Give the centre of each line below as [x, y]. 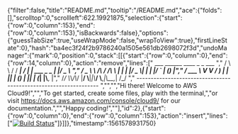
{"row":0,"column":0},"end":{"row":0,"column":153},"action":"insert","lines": [118, 116]
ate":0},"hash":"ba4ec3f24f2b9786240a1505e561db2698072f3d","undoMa [118, 48]
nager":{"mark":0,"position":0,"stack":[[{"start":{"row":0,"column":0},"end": [118, 55]
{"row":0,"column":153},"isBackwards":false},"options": [88, 33]
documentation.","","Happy [46, 108]
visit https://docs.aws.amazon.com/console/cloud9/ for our [94, 101]
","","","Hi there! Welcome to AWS [149, 85]
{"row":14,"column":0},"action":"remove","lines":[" [80, 63]
